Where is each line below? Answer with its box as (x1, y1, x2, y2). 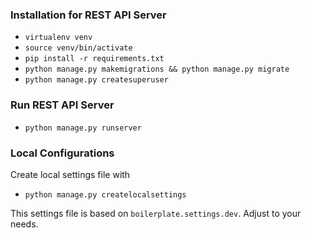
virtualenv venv (24, 33, 93, 43)
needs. (10, 218, 39, 230)
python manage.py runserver (24, 123, 142, 133)
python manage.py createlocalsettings (24, 189, 187, 200)
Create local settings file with (10, 168, 131, 180)
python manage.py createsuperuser (24, 75, 169, 85)
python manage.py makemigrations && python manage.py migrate (24, 64, 290, 75)
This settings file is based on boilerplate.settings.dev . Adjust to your (10, 207, 302, 219)
